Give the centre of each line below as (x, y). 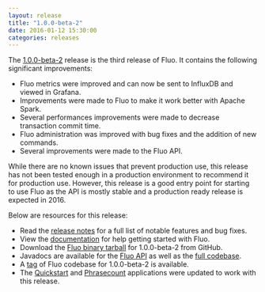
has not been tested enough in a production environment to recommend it (129, 175)
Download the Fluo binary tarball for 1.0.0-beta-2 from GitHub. (121, 248)
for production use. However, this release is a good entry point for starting (129, 184)
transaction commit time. (60, 126)
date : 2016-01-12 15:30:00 (53, 30)
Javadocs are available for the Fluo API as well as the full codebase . (131, 256)
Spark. (30, 109)
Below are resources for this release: (68, 215)
